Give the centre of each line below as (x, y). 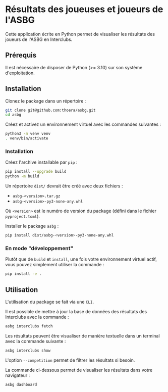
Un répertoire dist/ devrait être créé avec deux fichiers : (64, 186)
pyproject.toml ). (23, 216)
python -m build (22, 176)
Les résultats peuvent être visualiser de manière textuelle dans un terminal (82, 336)
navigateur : (18, 375)
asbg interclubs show (28, 350)
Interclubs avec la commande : (37, 317)
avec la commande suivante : (36, 341)
